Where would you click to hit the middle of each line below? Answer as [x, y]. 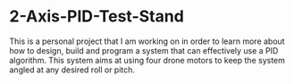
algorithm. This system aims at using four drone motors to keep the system [147, 60]
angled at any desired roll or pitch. [72, 70]
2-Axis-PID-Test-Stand [97, 17]
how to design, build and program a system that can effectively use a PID [144, 50]
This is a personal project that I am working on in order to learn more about [147, 41]
